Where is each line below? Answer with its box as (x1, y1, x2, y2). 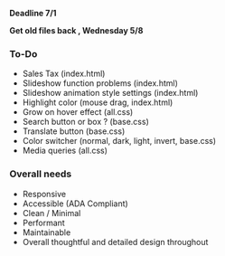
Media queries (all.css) (22, 145, 108, 156)
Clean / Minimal (22, 207, 81, 218)
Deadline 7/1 (9, 8, 57, 18)
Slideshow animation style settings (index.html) (22, 88, 199, 99)
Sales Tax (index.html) (22, 68, 106, 80)
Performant (22, 217, 65, 228)
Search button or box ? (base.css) (22, 117, 149, 128)
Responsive (22, 188, 66, 199)
